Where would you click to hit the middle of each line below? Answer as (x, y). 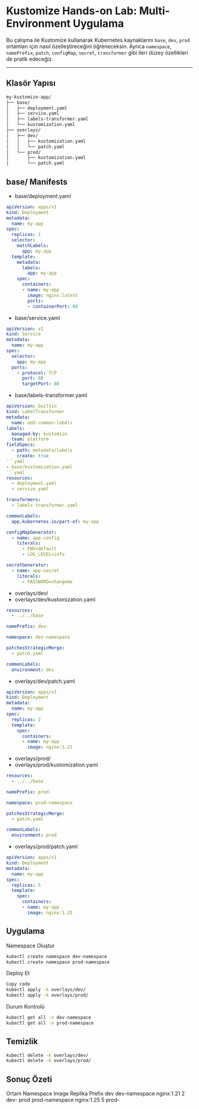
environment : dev (33, 670)
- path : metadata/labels (42, 450)
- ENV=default (39, 549)
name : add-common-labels (42, 423)
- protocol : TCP (37, 373)
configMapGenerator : (32, 532)
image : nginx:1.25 (50, 913)
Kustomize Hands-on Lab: (72, 11)
